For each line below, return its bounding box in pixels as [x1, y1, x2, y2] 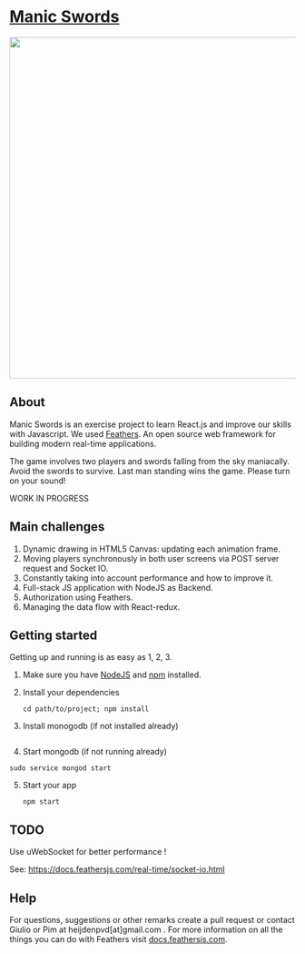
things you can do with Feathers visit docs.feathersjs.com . [9, 934, 228, 944]
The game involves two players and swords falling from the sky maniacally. [9, 455, 290, 466]
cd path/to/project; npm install [22, 705, 150, 714]
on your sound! [9, 475, 66, 486]
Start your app [22, 780, 77, 791]
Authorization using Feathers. [22, 592, 133, 603]
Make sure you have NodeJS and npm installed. [22, 669, 202, 680]
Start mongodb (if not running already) [22, 746, 168, 757]
